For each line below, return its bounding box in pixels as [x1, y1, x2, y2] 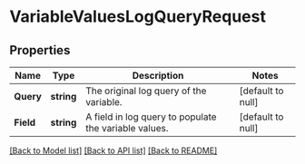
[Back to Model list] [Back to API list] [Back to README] [9, 145, 218, 156]
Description [132, 70, 184, 82]
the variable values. [85, 122, 169, 134]
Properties [9, 43, 71, 58]
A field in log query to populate [85, 111, 217, 123]
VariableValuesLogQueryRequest [9, 6, 266, 27]
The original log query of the [85, 84, 207, 97]
